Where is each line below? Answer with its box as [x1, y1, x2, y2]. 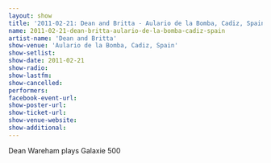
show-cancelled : [8, 79, 63, 87]
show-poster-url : [8, 101, 67, 109]
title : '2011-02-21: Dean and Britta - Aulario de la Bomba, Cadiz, [8, 19, 244, 27]
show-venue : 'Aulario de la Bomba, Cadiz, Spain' [8, 42, 179, 50]
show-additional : [8, 124, 67, 132]
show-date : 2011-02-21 [8, 57, 85, 65]
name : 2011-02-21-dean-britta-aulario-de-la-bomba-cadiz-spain [8, 26, 226, 35]
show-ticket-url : [8, 109, 67, 117]
